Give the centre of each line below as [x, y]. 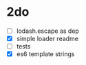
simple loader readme [47, 39]
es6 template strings [45, 54]
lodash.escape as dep [48, 31]
